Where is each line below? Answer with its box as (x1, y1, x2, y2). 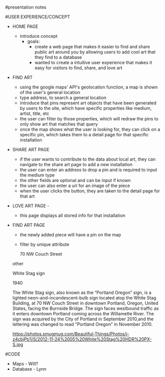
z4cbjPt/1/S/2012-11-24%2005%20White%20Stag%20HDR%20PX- (12, 336, 152, 342)
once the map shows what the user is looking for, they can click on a (19, 126, 161, 132)
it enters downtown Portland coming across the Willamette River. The (12, 311, 154, 316)
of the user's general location (19, 90, 81, 95)
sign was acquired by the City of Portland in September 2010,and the (12, 316, 154, 322)
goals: (27, 38, 40, 44)
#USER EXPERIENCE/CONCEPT (5, 14, 71, 19)
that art (19, 193, 35, 199)
